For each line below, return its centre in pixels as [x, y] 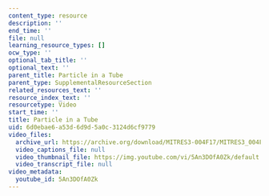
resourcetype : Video [43, 105]
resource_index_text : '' [50, 98]
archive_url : [37, 142]
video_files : [30, 134]
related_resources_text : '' [55, 90]
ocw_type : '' [30, 53]
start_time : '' [34, 113]
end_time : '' [30, 30]
